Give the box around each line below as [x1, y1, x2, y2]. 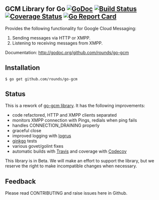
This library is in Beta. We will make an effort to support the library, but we [5, 158, 155, 164]
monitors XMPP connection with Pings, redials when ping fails [12, 118, 137, 123]
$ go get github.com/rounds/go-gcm [5, 77, 78, 81]
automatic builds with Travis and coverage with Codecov [12, 148, 127, 154]
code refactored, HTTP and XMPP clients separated [12, 112, 117, 118]
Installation [5, 64, 40, 72]
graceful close [12, 128, 42, 134]
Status [5, 90, 26, 98]
